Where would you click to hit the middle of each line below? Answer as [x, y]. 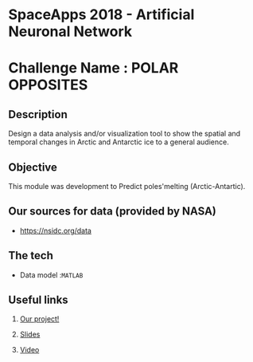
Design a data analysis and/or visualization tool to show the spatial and [125, 134]
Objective [33, 167]
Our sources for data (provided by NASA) [113, 212]
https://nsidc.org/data [55, 230]
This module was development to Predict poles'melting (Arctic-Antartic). [127, 186]
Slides [30, 334]
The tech [31, 256]
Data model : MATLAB [51, 275]
